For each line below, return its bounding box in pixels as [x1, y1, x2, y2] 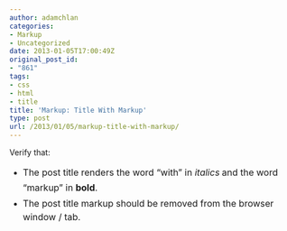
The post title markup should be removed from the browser [22, 197, 274, 209]
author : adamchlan [9, 13, 79, 23]
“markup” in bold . [22, 181, 98, 194]
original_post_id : [9, 55, 79, 64]
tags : [9, 72, 30, 81]
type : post [9, 114, 51, 123]
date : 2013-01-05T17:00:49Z [9, 47, 116, 56]
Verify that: [9, 147, 51, 158]
